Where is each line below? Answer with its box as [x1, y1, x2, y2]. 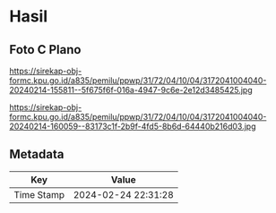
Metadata [9, 147, 65, 162]
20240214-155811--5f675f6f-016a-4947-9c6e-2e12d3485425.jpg [9, 85, 253, 95]
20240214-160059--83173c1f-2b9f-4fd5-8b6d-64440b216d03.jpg [9, 121, 257, 132]
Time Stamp [13, 188, 65, 200]
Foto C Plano [9, 42, 82, 57]
